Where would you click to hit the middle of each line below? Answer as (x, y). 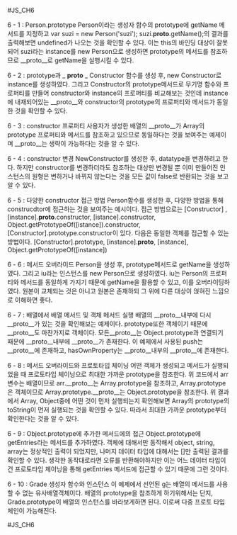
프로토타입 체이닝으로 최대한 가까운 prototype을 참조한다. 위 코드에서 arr (128, 374)
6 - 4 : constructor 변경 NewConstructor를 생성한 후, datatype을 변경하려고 (114, 158)
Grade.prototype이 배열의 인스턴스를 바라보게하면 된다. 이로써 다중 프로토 (110, 502)
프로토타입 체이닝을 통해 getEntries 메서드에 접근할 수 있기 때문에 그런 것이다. (122, 469)
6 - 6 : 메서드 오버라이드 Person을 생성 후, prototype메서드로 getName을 (110, 264)
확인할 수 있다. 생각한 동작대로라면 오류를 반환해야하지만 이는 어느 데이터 (107, 460)
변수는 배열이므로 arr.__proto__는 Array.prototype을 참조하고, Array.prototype (117, 383)
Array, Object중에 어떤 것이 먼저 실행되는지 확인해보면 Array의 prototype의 (125, 401)
